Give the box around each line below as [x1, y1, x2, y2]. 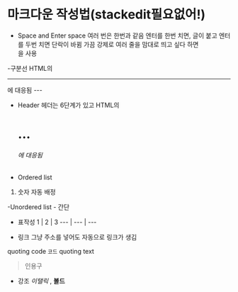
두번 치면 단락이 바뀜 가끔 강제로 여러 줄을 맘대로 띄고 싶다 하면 [25, 40, 199, 48]
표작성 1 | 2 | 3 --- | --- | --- [17, 218, 97, 227]
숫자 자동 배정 [17, 188, 56, 196]
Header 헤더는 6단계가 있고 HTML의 [17, 101, 120, 109]
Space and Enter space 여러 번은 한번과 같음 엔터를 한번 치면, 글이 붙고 [17, 31, 217, 40]
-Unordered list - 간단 [7, 203, 69, 211]
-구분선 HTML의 [7, 64, 53, 72]
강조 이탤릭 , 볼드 [17, 277, 65, 286]
